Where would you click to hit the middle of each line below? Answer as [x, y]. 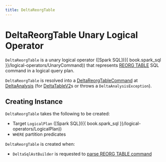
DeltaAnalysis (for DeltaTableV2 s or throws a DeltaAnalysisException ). [79, 86]
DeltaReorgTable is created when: [40, 144]
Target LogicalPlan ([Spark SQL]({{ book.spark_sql [66, 124]
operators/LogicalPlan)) [37, 129]
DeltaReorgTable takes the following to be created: [58, 114]
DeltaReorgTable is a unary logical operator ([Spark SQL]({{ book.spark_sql [83, 60]
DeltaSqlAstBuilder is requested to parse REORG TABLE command [82, 154]
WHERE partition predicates [39, 134]
